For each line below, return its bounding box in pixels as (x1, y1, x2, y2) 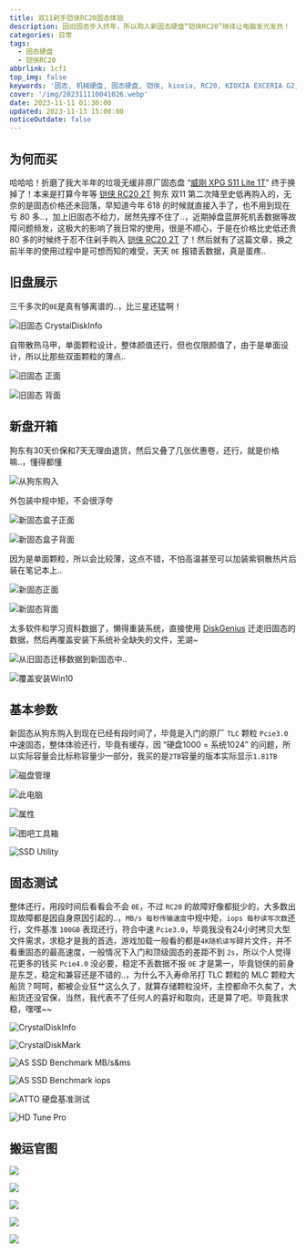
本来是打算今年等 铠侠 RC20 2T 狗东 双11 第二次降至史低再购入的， (33, 188, 284, 199)
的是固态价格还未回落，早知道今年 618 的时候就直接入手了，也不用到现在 (16, 200, 291, 211)
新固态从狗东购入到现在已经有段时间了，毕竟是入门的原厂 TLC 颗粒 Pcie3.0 (9, 728, 289, 739)
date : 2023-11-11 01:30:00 (9, 98, 112, 108)
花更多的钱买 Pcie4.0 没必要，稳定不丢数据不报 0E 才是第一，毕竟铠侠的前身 (9, 958, 295, 969)
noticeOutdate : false (9, 115, 92, 124)
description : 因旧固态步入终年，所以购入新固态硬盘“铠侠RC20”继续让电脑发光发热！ (9, 22, 291, 31)
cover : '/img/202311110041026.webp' (9, 89, 148, 98)
